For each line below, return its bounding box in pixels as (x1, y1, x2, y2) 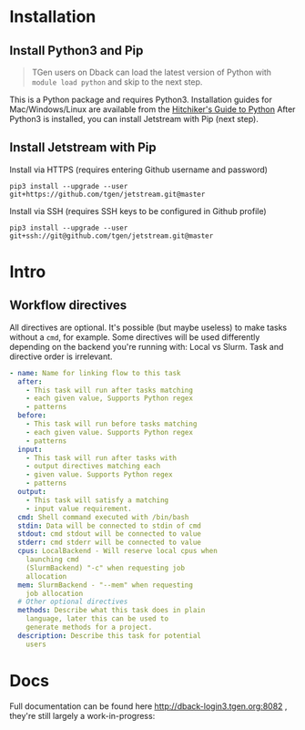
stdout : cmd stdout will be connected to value (17, 530, 202, 539)
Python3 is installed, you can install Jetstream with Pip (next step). (9, 114, 259, 124)
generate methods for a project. (25, 622, 153, 632)
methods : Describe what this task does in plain (17, 606, 206, 615)
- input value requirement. (25, 504, 132, 513)
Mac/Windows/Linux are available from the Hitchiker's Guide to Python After (9, 104, 296, 115)
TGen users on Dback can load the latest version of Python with (31, 67, 271, 77)
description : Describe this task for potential (17, 631, 202, 640)
